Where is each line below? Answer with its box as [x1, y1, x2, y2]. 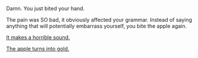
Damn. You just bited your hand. [6, 5, 85, 12]
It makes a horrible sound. [6, 34, 70, 40]
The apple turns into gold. [6, 45, 70, 52]
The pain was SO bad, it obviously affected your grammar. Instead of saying [6, 16, 192, 23]
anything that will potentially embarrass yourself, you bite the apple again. [6, 23, 187, 29]
